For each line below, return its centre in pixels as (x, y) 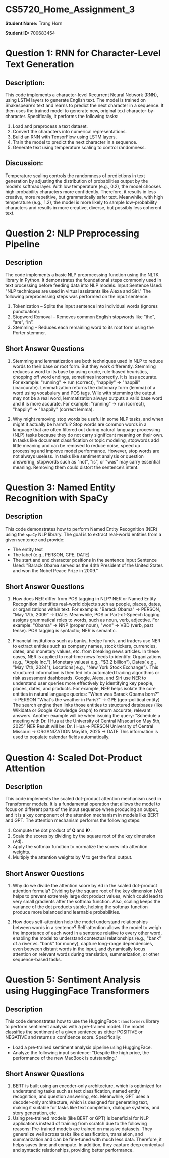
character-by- (140, 111)
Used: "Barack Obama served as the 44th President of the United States (88, 565)
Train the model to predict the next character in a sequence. (75, 142)
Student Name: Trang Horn (34, 23)
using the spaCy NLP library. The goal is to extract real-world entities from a (83, 534)
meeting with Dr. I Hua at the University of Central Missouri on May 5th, (87, 721)
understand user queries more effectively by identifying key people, (83, 683)
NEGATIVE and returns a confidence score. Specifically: (63, 1037)
